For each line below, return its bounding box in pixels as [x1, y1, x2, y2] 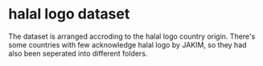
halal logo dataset [8, 5, 130, 23]
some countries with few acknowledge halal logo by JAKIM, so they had [8, 39, 247, 49]
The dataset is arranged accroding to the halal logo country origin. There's [8, 31, 256, 41]
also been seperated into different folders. [8, 48, 148, 58]
